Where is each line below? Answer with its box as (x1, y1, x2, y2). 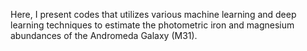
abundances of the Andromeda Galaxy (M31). (10, 30, 198, 41)
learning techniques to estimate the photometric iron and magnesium (10, 19, 295, 31)
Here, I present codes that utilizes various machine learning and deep (10, 9, 297, 20)
